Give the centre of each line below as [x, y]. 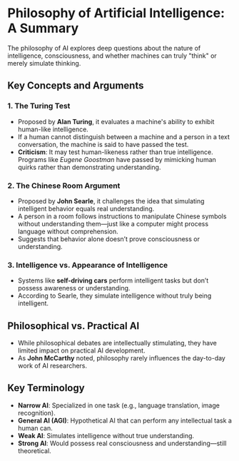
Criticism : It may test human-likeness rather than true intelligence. [115, 152]
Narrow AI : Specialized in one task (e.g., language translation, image [118, 405]
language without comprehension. [68, 231]
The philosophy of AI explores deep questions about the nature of [104, 48]
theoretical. [34, 450]
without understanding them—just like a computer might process [113, 223]
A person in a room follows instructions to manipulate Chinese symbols [122, 216]
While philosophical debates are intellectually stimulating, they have [117, 343]
